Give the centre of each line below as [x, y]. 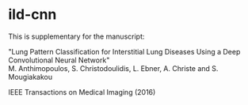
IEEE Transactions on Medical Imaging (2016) [82, 92]
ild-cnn [32, 15]
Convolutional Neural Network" [59, 60]
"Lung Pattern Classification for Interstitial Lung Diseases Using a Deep [124, 51]
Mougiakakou [31, 77]
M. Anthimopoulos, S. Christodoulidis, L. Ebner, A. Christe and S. [113, 68]
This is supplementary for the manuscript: [76, 36]
